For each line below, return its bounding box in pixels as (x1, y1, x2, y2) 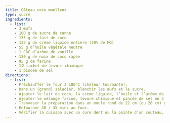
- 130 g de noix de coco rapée (14, 54, 80, 59)
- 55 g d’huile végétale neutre (14, 45, 82, 50)
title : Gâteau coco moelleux (5, 7, 67, 13)
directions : (5, 73, 30, 78)
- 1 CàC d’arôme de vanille (14, 49, 73, 54)
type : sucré (5, 12, 30, 17)
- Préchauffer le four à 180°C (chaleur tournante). (14, 82, 128, 87)
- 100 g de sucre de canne (14, 31, 71, 36)
